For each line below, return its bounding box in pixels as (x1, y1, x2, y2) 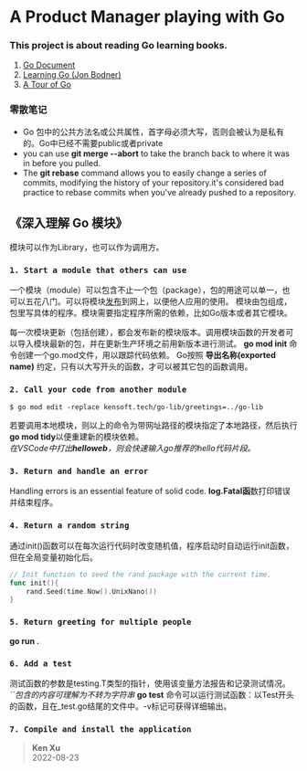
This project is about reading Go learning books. (9, 39, 228, 52)
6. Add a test (9, 658, 72, 669)
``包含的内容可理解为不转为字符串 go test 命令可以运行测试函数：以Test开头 (9, 689, 295, 700)
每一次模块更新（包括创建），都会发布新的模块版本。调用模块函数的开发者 (9, 326, 286, 337)
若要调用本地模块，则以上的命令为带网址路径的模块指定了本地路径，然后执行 (9, 420, 298, 431)
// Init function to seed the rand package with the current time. (9, 569, 272, 579)
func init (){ (9, 578, 59, 587)
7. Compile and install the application (9, 723, 192, 734)
